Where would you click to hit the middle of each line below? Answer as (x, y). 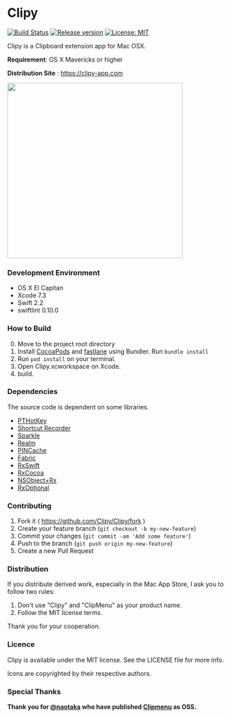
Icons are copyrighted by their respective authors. (79, 673)
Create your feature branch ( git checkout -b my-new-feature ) (107, 529)
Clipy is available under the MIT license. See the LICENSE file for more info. (115, 660)
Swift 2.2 (30, 303)
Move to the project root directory (66, 344)
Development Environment (54, 273)
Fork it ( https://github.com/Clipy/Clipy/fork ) (81, 521)
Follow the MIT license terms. (60, 613)
